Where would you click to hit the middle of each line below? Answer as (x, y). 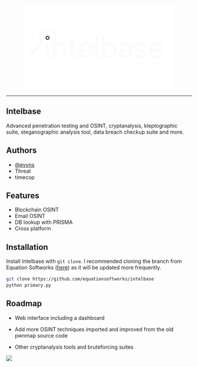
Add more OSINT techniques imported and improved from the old (94, 329)
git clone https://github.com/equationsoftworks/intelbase (80, 279)
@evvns (24, 164)
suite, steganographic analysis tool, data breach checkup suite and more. (95, 132)
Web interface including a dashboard (60, 318)
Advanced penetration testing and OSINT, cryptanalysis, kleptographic (92, 125)
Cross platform (33, 229)
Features (23, 196)
